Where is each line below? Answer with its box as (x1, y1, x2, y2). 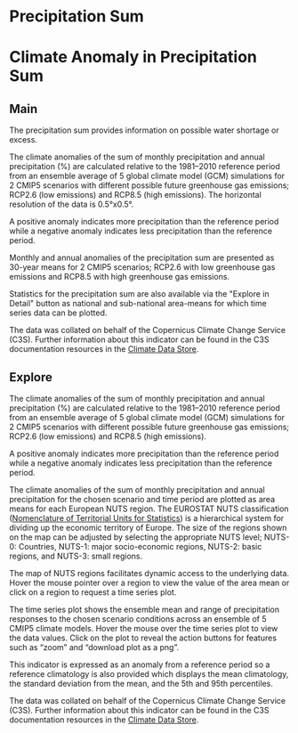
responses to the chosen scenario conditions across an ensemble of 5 (9, 614, 267, 624)
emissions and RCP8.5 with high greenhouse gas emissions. (9, 272, 230, 282)
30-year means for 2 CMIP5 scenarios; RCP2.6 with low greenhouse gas (9, 262, 276, 273)
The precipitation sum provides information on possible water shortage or (9, 125, 279, 135)
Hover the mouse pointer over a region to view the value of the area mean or (9, 577, 290, 588)
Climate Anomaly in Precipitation (9, 47, 258, 68)
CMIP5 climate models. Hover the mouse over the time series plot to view (9, 623, 278, 633)
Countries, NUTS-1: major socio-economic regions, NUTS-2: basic (18, 542, 262, 551)
